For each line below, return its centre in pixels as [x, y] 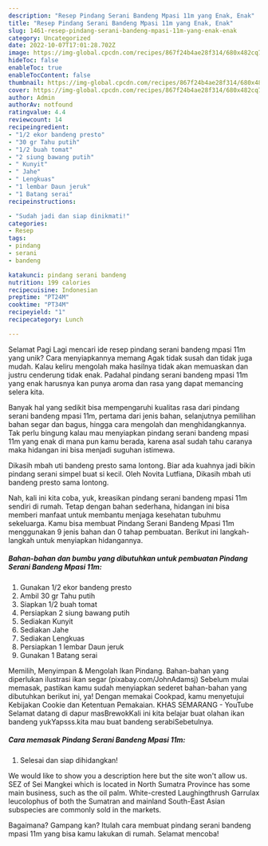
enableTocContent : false [49, 75]
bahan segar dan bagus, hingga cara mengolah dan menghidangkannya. [128, 424]
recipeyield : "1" [37, 313]
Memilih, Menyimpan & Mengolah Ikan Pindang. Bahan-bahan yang [118, 670]
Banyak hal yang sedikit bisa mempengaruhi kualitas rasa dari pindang [124, 407]
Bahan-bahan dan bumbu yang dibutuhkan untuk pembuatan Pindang [128, 559]
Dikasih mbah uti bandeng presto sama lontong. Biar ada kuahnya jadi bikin [132, 465]
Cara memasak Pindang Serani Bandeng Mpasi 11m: [97, 740]
